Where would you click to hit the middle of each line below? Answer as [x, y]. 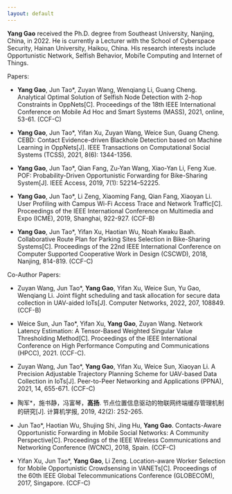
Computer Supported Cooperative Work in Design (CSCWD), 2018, [112, 254]
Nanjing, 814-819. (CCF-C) [55, 261]
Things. [18, 62]
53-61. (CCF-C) [39, 119]
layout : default [30, 14]
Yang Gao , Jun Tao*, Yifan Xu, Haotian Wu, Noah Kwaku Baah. [106, 231]
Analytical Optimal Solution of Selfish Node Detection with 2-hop [109, 97]
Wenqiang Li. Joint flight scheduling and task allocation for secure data [118, 295]
